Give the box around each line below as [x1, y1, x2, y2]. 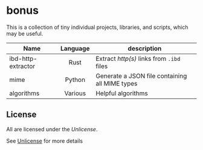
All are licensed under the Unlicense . [6, 125, 98, 133]
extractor [9, 61, 36, 70]
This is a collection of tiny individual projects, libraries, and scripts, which [6, 23, 188, 31]
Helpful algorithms [95, 89, 148, 97]
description [127, 44, 162, 52]
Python [65, 75, 86, 84]
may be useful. [6, 30, 43, 37]
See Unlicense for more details [6, 137, 83, 145]
